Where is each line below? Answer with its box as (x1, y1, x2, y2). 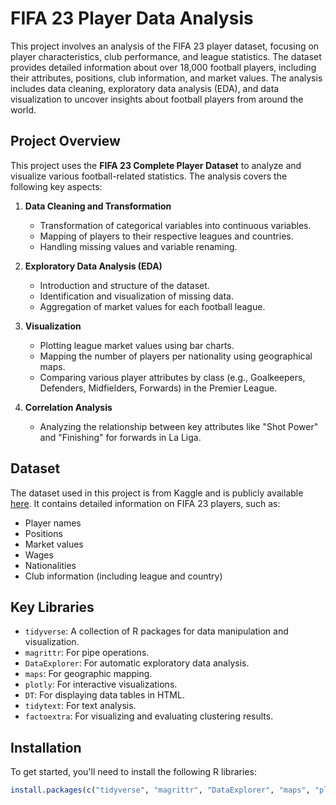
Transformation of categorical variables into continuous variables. (39, 219, 312, 231)
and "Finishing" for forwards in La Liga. (39, 431, 202, 443)
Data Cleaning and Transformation (24, 200, 172, 212)
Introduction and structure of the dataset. (39, 279, 210, 291)
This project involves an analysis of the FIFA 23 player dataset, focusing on (10, 40, 320, 52)
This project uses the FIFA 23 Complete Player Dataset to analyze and (10, 159, 302, 171)
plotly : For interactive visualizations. (24, 678, 178, 691)
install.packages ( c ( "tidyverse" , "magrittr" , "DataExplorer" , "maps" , (10, 785, 311, 796)
